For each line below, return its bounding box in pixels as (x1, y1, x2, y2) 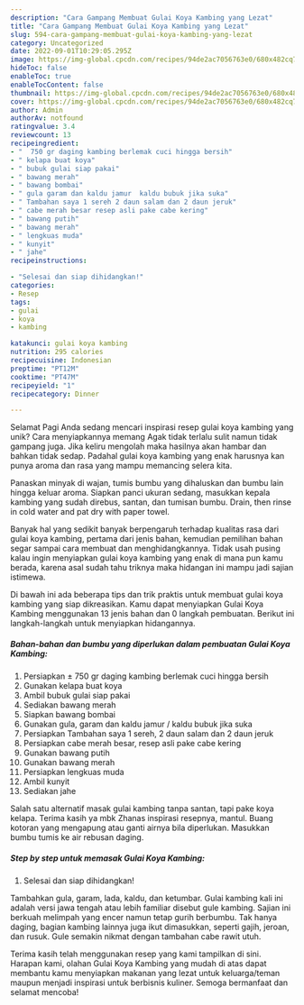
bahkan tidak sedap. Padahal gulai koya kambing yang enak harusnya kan (10, 451, 285, 461)
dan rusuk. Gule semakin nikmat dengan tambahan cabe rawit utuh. (10, 931, 262, 942)
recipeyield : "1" (10, 380, 76, 390)
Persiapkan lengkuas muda (23, 767, 124, 778)
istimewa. (10, 571, 46, 582)
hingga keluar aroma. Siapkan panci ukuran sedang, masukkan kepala (10, 488, 271, 498)
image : (10, 55, 35, 64)
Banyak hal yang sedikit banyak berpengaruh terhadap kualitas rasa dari (10, 524, 279, 534)
